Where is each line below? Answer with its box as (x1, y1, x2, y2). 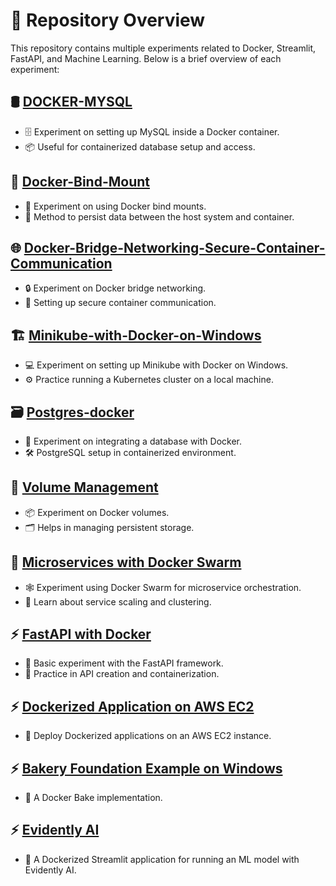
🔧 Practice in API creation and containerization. (24, 668, 220, 680)
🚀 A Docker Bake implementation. (24, 792, 163, 804)
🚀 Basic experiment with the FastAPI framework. (24, 657, 224, 669)
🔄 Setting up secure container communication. (24, 297, 217, 309)
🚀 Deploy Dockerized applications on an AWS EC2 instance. (24, 730, 272, 742)
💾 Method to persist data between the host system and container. (24, 210, 295, 223)
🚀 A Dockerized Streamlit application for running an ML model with (24, 853, 300, 865)
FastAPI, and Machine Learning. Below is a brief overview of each (10, 52, 282, 64)
